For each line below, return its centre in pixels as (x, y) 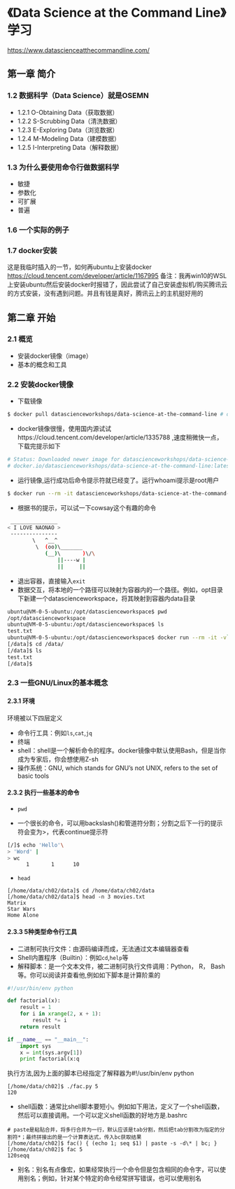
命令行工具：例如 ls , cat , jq (55, 733)
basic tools (33, 776)
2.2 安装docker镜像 (40, 384)
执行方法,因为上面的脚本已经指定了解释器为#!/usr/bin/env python (101, 1073)
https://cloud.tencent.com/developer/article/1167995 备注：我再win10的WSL (117, 276)
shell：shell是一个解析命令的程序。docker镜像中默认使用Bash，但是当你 (121, 750)
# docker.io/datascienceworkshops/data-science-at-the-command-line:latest (120, 466)
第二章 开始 (31, 318)
